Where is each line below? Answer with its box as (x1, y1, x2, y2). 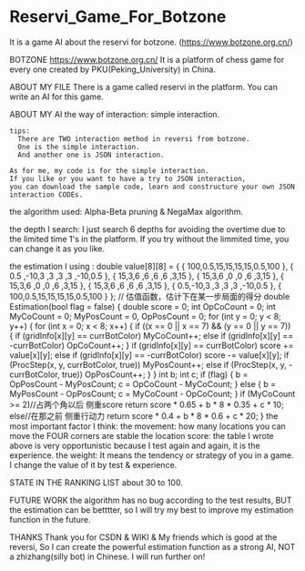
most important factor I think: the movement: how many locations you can (9, 421, 287, 432)
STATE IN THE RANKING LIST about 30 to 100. (9, 476, 184, 488)
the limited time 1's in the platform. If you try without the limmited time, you (9, 233, 290, 244)
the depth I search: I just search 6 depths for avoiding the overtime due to (9, 223, 286, 234)
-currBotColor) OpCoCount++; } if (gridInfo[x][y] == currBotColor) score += (9, 340, 294, 351)
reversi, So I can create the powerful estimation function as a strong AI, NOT (9, 541, 296, 552)
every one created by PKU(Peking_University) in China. (9, 64, 217, 75)
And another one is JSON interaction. (17, 150, 166, 159)
